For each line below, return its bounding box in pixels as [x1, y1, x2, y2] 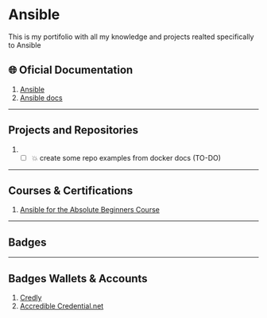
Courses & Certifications [8, 184, 133, 198]
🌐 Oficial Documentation [8, 64, 133, 77]
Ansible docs [19, 93, 63, 103]
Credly [19, 293, 42, 303]
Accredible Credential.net [19, 301, 104, 311]
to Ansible [8, 40, 41, 49]
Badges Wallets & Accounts [8, 272, 149, 285]
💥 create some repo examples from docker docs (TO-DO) [31, 153, 221, 162]
